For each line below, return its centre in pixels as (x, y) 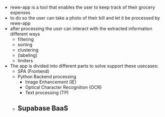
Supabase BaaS (43, 108)
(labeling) (27, 55)
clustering (28, 50)
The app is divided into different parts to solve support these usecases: (84, 66)
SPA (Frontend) (33, 71)
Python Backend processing (47, 77)
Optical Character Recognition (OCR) (63, 87)
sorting (25, 44)
